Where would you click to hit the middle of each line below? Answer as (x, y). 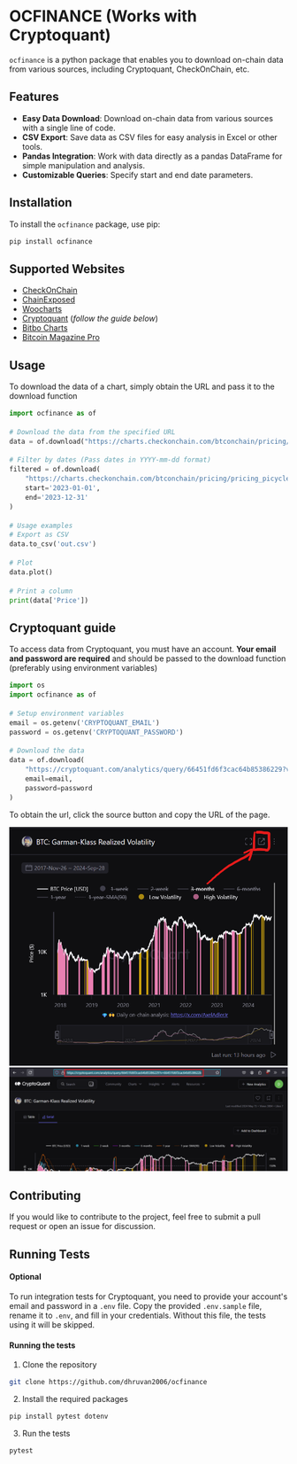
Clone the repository (59, 1365)
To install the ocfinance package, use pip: (85, 224)
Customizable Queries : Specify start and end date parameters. (137, 175)
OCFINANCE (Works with (103, 16)
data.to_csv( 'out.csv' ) (53, 544)
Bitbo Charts (45, 328)
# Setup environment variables (67, 713)
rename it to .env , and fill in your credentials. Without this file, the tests (138, 1315)
